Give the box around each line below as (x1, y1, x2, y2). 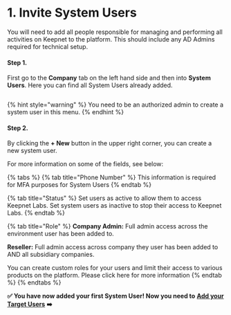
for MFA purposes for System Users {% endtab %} (7, 181, 152, 189)
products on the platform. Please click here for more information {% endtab (7, 271, 223, 280)
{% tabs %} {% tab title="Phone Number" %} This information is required (7, 173, 216, 181)
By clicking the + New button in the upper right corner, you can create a (7, 139, 212, 147)
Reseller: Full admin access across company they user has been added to (7, 243, 219, 251)
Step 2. (7, 123, 29, 132)
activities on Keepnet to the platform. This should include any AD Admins (7, 35, 215, 43)
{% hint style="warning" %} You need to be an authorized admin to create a (7, 100, 223, 109)
